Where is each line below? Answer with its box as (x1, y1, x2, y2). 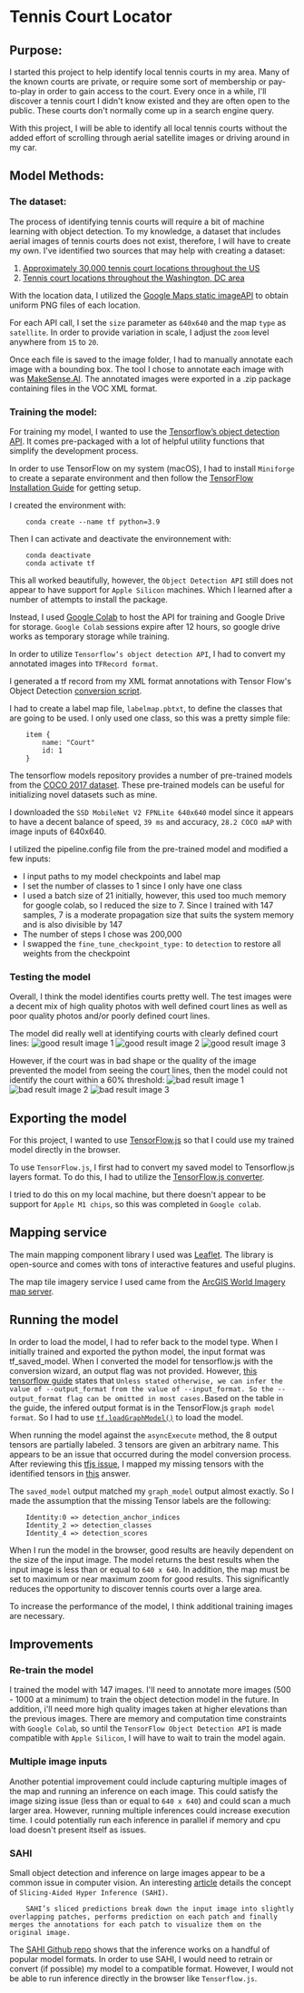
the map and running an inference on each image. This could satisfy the (9, 1785, 279, 1796)
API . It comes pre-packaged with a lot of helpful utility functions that (9, 436, 265, 447)
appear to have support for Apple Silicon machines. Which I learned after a (9, 584, 293, 595)
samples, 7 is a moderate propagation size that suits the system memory (22, 909, 295, 920)
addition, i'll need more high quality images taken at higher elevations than (9, 1703, 288, 1714)
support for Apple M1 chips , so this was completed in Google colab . (9, 1199, 261, 1210)
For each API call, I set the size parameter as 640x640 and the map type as (9, 317, 287, 328)
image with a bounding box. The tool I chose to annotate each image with (9, 363, 284, 374)
